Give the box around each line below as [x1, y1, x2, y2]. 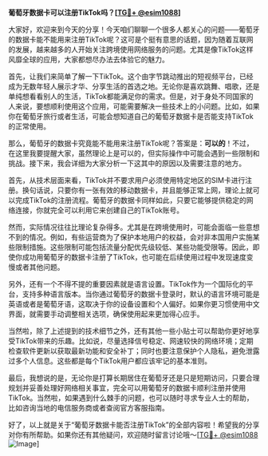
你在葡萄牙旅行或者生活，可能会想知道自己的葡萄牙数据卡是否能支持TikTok [8, 112, 254, 121]
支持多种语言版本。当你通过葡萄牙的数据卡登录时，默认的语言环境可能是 [22, 289, 260, 299]
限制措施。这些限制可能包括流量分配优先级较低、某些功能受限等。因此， [14, 243, 253, 252]
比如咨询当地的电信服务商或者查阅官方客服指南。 [8, 403, 169, 412]
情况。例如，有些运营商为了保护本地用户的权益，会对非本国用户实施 [29, 232, 253, 242]
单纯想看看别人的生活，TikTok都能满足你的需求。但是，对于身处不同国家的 [8, 92, 254, 101]
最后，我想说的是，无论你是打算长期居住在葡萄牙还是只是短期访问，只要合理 [8, 373, 260, 383]
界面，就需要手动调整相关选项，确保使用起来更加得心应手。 [8, 309, 204, 319]
